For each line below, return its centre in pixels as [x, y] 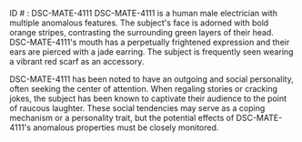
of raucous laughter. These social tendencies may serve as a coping [137, 108]
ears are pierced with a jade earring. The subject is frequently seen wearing [151, 52]
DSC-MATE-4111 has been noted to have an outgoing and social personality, [151, 79]
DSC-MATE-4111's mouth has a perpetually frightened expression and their [150, 42]
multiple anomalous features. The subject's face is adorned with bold [139, 23]
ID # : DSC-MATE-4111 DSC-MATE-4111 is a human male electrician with [143, 13]
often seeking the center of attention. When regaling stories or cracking [143, 89]
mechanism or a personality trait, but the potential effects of [122, 118]
